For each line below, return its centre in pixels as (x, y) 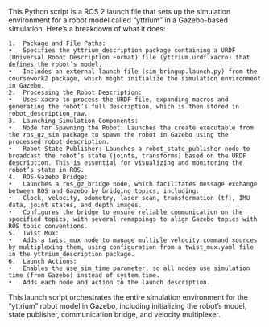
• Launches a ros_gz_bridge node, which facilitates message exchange (133, 184)
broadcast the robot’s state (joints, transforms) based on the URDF (128, 156)
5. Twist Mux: (34, 233)
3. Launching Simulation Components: (73, 121)
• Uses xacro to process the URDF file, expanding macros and (118, 100)
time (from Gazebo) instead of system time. (84, 276)
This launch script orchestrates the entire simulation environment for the (128, 297)
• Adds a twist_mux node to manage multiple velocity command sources (133, 240)
